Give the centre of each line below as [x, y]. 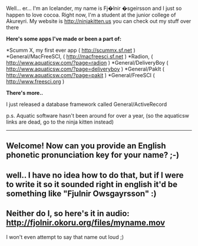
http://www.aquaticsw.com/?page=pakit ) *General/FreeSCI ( [80, 75]
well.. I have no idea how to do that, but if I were [95, 175]
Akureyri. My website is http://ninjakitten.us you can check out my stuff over [99, 21]
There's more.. [25, 93]
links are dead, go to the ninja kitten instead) [60, 122]
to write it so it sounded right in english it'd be [92, 184]
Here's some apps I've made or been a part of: [64, 39]
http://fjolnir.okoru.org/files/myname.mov [85, 223]
